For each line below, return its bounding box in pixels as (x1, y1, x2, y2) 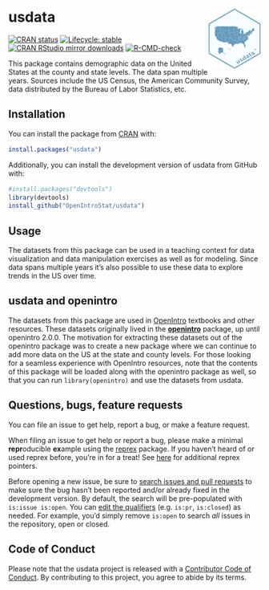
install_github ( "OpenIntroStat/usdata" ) (8, 201, 146, 210)
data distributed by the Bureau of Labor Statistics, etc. (8, 84, 187, 94)
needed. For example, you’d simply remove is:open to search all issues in (8, 511, 251, 520)
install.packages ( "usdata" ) (8, 145, 102, 153)
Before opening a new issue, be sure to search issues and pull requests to (8, 476, 252, 486)
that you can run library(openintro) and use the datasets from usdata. (8, 375, 244, 385)
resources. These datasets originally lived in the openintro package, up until (8, 323, 260, 333)
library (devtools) (8, 193, 70, 201)
